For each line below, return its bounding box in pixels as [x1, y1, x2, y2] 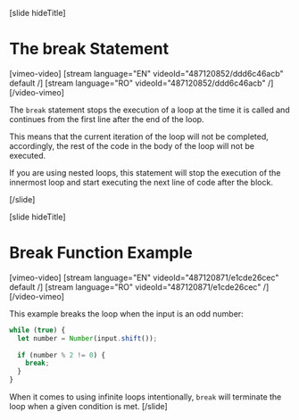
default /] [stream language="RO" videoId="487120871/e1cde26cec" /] [9, 281, 270, 292]
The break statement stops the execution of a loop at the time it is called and [9, 104, 290, 115]
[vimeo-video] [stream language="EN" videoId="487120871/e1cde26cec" [9, 272, 279, 283]
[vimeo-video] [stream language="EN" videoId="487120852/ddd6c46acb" [9, 68, 284, 78]
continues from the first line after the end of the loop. [9, 113, 204, 124]
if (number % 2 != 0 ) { [17, 350, 105, 359]
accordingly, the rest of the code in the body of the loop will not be [9, 140, 255, 151]
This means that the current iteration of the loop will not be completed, [9, 131, 270, 142]
